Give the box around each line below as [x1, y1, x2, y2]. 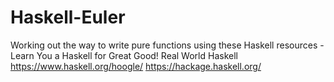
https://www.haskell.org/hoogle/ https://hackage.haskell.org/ [10, 60, 262, 72]
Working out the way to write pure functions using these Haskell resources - [10, 39, 325, 51]
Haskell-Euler [10, 6, 126, 29]
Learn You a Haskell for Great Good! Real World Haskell [10, 49, 238, 61]
